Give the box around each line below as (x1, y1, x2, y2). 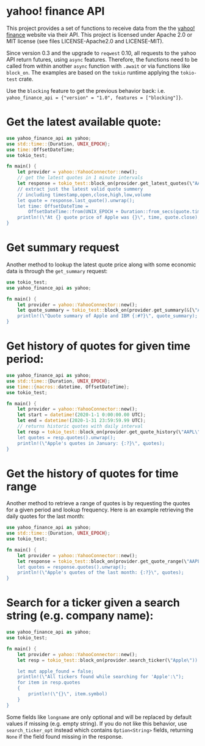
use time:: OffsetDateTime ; (6, 147, 75, 153)
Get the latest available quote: (6, 115, 162, 129)
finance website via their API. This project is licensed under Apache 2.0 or (6, 31, 193, 38)
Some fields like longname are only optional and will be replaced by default (6, 713, 192, 720)
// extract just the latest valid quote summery (17, 186, 143, 192)
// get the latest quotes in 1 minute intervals (17, 175, 143, 181)
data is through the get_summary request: (6, 267, 108, 274)
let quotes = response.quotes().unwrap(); (17, 564, 127, 570)
